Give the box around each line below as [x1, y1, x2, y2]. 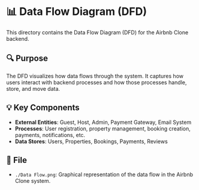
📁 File [6, 155, 27, 165]
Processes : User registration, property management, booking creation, [14, 124, 191, 132]
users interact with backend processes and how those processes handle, [6, 79, 187, 86]
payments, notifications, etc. [14, 131, 86, 138]
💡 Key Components [6, 103, 80, 113]
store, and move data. [6, 85, 61, 92]
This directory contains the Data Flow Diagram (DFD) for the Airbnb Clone [6, 28, 189, 36]
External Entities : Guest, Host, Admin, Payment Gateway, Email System [14, 118, 192, 126]
